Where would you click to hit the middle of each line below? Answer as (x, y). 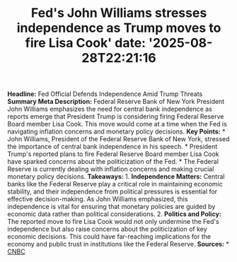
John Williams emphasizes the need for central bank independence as (110, 109)
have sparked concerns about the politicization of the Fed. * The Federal (113, 162)
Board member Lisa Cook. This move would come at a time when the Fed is (117, 124)
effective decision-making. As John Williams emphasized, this (98, 199)
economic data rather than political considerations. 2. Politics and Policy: (114, 214)
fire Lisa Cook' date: (86, 43)
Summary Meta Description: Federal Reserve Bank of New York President (116, 102)
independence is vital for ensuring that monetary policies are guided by (111, 207)
